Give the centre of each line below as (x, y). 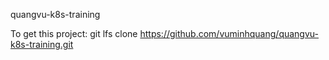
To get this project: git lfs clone (74, 33)
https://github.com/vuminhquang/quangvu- (229, 33)
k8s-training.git (42, 44)
